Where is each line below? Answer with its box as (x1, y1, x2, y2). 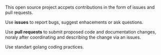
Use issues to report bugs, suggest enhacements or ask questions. (5, 19, 144, 25)
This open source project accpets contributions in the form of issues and (5, 4, 155, 10)
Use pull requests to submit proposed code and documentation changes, (5, 29, 157, 34)
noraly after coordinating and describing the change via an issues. (5, 34, 141, 40)
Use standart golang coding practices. (5, 44, 84, 49)
